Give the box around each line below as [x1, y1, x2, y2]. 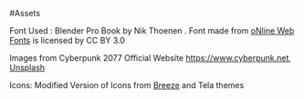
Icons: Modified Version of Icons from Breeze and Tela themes [9, 80, 245, 90]
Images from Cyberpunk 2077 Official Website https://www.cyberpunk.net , [9, 53, 292, 63]
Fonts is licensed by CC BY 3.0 [9, 35, 126, 45]
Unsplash [9, 63, 46, 73]
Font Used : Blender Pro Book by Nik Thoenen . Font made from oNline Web [9, 25, 295, 35]
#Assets [9, 8, 41, 18]
